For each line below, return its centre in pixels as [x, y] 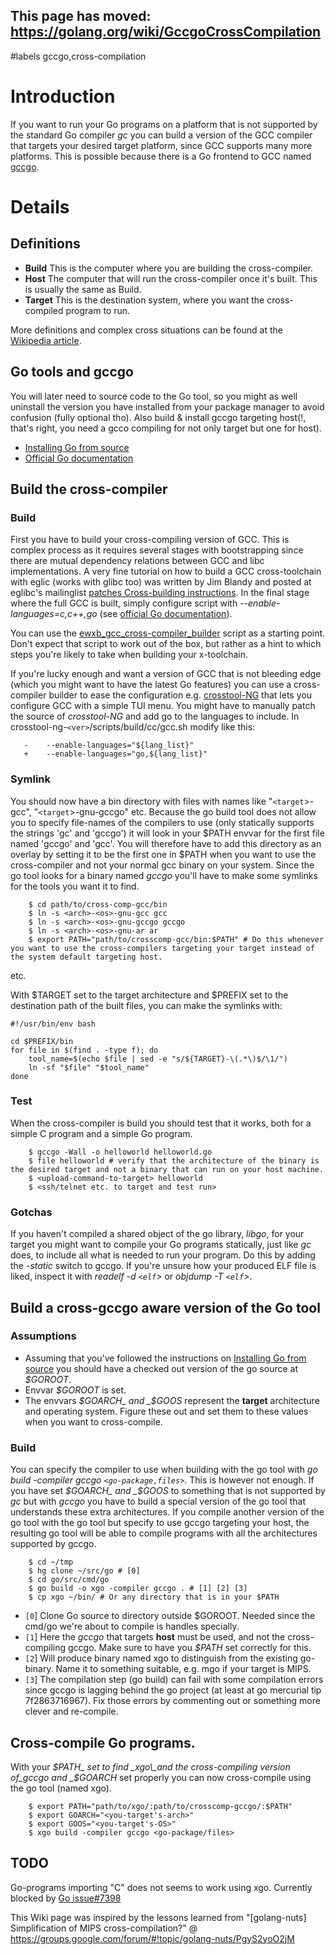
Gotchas [31, 1212]
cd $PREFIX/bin [42, 1041]
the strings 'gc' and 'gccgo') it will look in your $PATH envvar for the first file [167, 833]
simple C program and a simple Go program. [101, 1133]
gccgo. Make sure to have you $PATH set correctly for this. [189, 1648]
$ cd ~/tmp [51, 1562]
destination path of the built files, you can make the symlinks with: [146, 1005]
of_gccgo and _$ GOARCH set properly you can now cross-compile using [161, 1777]
